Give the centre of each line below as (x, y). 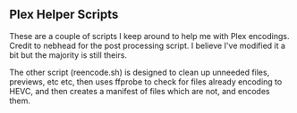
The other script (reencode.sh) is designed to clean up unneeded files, (140, 72)
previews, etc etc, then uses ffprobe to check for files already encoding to (146, 81)
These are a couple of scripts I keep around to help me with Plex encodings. (149, 36)
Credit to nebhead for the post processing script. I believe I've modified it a (148, 45)
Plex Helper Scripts (64, 15)
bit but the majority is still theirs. (68, 55)
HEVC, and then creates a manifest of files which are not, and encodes (140, 91)
